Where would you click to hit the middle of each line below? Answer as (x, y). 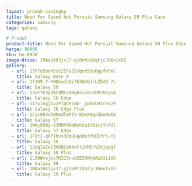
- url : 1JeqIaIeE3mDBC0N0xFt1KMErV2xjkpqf (64, 147)
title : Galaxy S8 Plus (44, 153)
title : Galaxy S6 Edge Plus (50, 109)
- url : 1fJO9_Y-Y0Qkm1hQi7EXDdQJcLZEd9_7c (64, 82)
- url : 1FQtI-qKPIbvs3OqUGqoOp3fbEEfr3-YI (64, 136)
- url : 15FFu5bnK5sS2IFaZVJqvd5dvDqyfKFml (64, 71)
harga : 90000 (22, 49)
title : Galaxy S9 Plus (44, 174)
